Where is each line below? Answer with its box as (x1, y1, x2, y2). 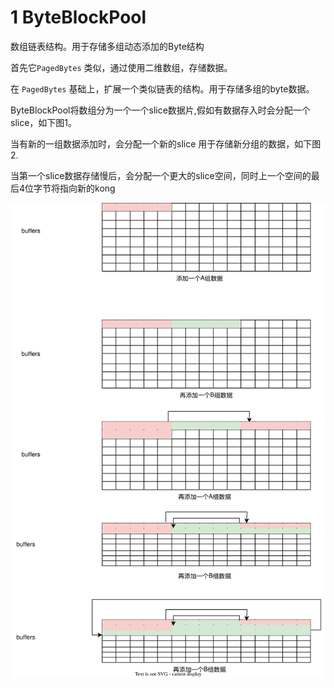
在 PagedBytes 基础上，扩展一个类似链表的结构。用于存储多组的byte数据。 (10, 82, 315, 95)
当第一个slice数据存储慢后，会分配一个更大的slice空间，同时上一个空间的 (10, 169, 312, 181)
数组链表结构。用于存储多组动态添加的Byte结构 (10, 40, 205, 52)
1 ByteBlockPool (10, 6, 147, 29)
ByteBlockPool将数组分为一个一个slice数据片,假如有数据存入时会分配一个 (10, 104, 311, 116)
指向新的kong (59, 182, 116, 194)
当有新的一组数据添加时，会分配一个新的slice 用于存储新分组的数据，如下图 (10, 137, 322, 150)
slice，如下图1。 (10, 116, 78, 128)
